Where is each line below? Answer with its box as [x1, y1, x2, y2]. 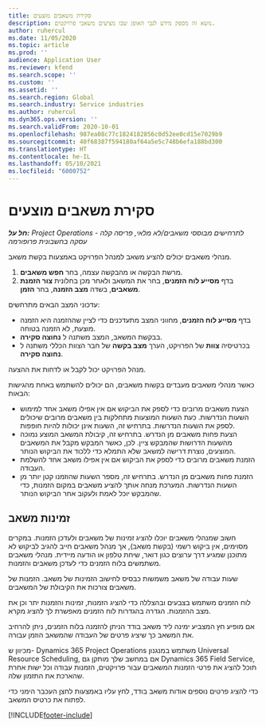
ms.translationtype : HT [8, 145, 88, 153]
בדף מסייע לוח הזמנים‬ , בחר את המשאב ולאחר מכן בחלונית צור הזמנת [19, 276, 234, 285]
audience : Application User [8, 57, 102, 65]
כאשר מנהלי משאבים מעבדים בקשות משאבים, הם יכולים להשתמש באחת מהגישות [8, 379, 255, 389]
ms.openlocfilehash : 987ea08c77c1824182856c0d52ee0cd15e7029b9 [8, 130, 223, 138]
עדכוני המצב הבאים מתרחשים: [8, 300, 100, 309]
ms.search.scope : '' [8, 71, 77, 79]
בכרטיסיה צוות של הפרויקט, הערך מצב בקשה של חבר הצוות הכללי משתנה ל [19, 340, 251, 350]
